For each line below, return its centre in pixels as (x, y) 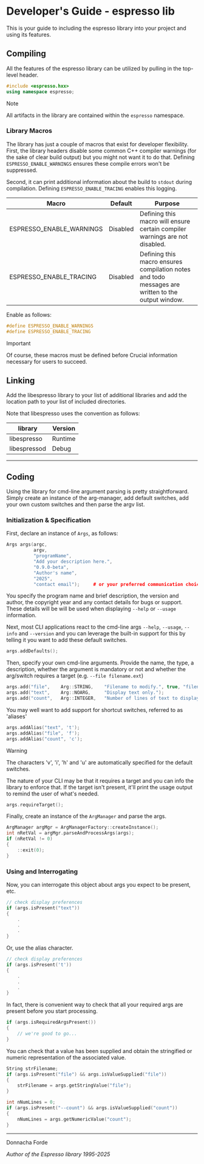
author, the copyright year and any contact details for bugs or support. (94, 602)
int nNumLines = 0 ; (31, 1102)
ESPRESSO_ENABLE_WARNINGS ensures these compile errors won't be (88, 163)
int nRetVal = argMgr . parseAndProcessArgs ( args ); (70, 833)
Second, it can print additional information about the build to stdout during (99, 182)
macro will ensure (165, 221)
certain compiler (163, 228)
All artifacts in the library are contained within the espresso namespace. (96, 115)
